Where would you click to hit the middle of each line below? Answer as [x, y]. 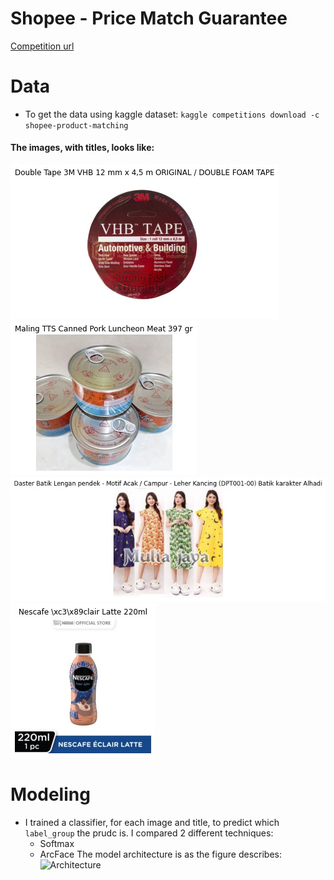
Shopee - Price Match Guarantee [149, 18]
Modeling [50, 794]
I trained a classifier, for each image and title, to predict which [152, 822]
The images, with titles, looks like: [82, 148]
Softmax [57, 843]
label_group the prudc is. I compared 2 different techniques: [149, 833]
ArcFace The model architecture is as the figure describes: [160, 854]
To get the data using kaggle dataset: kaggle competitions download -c [172, 114]
